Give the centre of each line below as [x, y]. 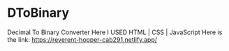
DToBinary [38, 13]
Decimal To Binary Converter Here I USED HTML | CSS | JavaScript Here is [115, 32]
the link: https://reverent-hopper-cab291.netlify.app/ [82, 39]
